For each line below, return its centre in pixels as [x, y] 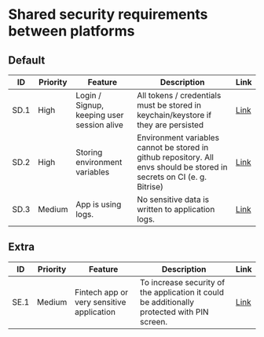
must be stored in [169, 105]
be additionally [167, 302]
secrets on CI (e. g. [172, 177]
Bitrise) [150, 187]
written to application [176, 209]
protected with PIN [175, 312]
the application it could [182, 292]
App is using [99, 204]
